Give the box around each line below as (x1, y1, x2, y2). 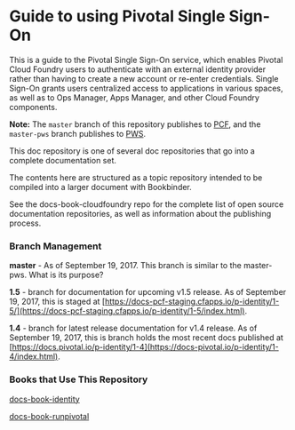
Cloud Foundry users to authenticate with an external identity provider (9, 64, 267, 75)
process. (9, 218, 42, 228)
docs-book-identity (9, 394, 80, 404)
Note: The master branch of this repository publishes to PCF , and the (9, 118, 261, 130)
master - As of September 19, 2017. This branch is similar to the (9, 260, 242, 271)
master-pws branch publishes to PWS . (9, 128, 147, 139)
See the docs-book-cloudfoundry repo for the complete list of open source (9, 198, 284, 210)
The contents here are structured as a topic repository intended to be (9, 171, 263, 183)
